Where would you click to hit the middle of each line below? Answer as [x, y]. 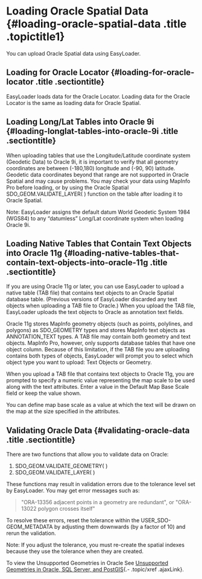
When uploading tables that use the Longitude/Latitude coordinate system [99, 155]
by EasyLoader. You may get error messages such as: [73, 491]
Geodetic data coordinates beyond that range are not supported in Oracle [97, 174]
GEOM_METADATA [30, 527]
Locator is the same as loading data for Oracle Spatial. [74, 103]
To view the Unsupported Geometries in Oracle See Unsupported [87, 563]
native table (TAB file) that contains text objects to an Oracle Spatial [90, 293]
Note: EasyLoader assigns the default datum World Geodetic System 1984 [98, 212]
